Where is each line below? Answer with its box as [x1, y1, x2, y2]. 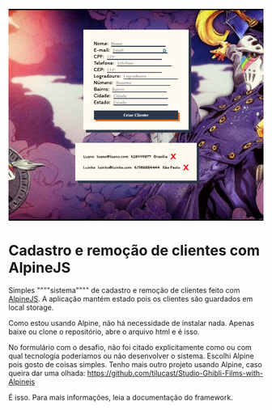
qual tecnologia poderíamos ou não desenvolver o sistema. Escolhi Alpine [8, 351, 254, 361]
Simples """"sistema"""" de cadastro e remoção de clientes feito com [8, 285, 240, 295]
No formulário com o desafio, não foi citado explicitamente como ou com [8, 342, 253, 352]
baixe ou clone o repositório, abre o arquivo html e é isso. [8, 327, 200, 336]
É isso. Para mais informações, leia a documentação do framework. [8, 392, 233, 402]
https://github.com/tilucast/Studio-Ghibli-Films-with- [87, 368, 264, 378]
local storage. [8, 302, 54, 312]
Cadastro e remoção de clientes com [8, 242, 261, 260]
